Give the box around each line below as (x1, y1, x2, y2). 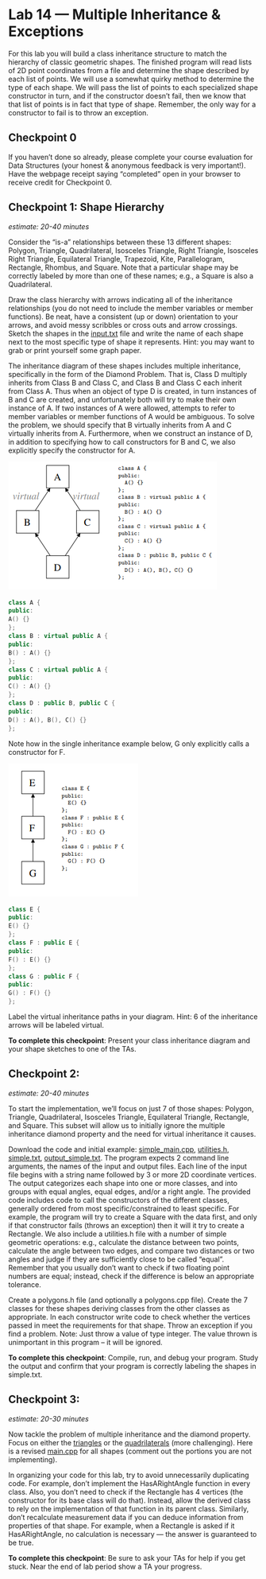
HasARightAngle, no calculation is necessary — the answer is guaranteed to (8, 1529, 257, 1538)
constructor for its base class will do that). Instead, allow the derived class (8, 1495, 252, 1505)
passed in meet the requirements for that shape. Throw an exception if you (8, 1320, 253, 1330)
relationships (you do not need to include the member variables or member (8, 303, 253, 313)
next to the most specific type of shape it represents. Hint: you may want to (8, 336, 255, 347)
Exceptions (8, 22, 84, 41)
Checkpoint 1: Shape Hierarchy (8, 200, 165, 214)
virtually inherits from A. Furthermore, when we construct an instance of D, (8, 428, 253, 438)
